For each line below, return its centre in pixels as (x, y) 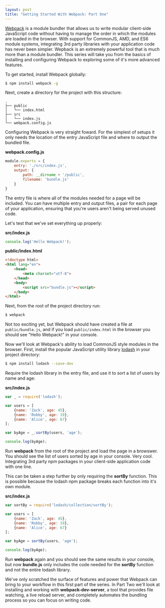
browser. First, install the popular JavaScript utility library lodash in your (78, 350)
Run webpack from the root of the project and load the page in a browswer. (82, 451)
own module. (18, 486)
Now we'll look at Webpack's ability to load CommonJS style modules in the (82, 344)
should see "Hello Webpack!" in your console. (52, 335)
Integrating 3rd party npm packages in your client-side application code (78, 461)
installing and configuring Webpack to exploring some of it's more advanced (82, 59)
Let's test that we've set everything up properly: (54, 223)
